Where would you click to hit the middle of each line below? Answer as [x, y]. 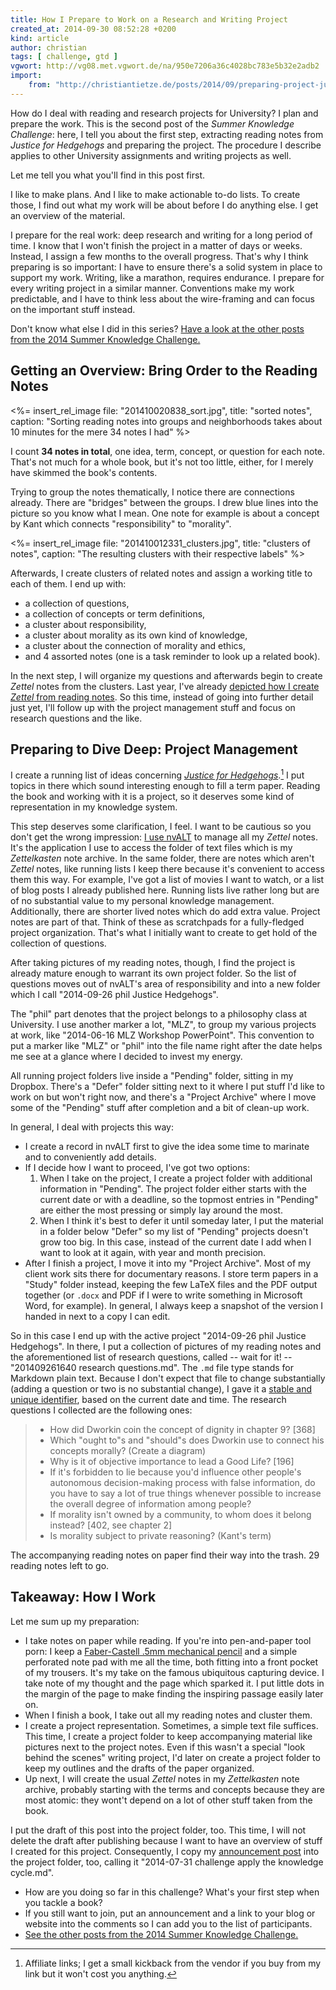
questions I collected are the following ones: [101, 1410]
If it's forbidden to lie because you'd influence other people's [175, 1472]
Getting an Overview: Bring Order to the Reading [164, 371]
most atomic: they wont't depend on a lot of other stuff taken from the [168, 1800]
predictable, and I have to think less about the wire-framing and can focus [163, 298]
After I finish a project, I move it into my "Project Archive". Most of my [168, 1263]
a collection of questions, [77, 603]
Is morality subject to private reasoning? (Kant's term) [160, 1536]
